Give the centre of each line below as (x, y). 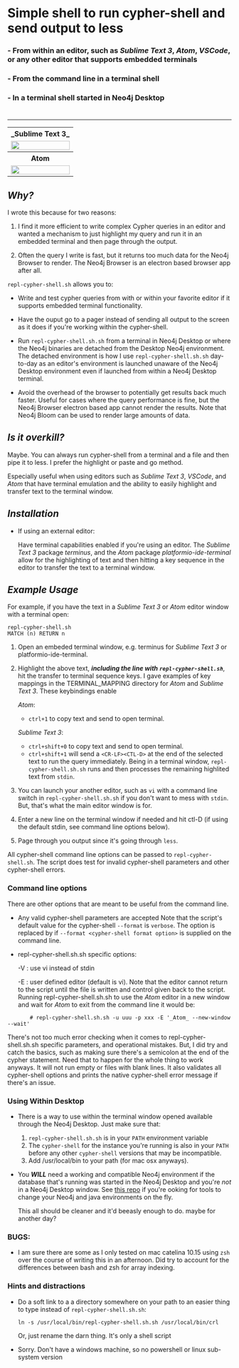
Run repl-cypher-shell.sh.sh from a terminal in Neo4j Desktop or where (124, 341)
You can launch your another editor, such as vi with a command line (118, 791)
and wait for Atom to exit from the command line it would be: (106, 1004)
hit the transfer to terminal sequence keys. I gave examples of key (114, 676)
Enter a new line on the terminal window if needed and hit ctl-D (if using (123, 819)
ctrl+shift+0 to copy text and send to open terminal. (106, 746)
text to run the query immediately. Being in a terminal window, (119, 761)
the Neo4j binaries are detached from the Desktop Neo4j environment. (121, 348)
